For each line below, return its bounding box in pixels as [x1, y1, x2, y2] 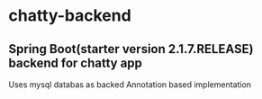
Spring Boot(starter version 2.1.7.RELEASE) [8, 41, 254, 57]
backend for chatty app [8, 55, 143, 70]
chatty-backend [8, 5, 131, 26]
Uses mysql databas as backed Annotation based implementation [8, 79, 252, 90]
